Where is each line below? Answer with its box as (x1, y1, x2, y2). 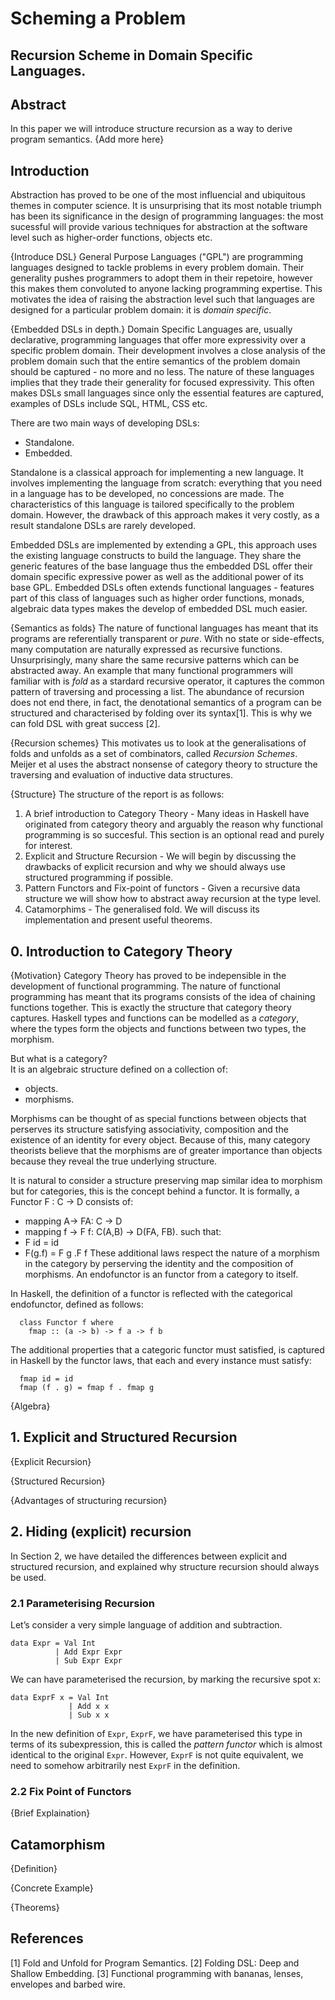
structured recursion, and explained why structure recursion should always (10, 1560, 320, 1572)
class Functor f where (19, 1318, 114, 1328)
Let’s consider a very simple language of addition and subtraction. (10, 1618, 283, 1631)
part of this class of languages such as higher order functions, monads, (10, 592, 305, 604)
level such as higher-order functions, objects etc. (10, 232, 213, 244)
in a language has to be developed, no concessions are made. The (10, 488, 285, 500)
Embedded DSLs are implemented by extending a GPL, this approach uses (10, 539, 318, 551)
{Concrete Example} (10, 1882, 94, 1894)
